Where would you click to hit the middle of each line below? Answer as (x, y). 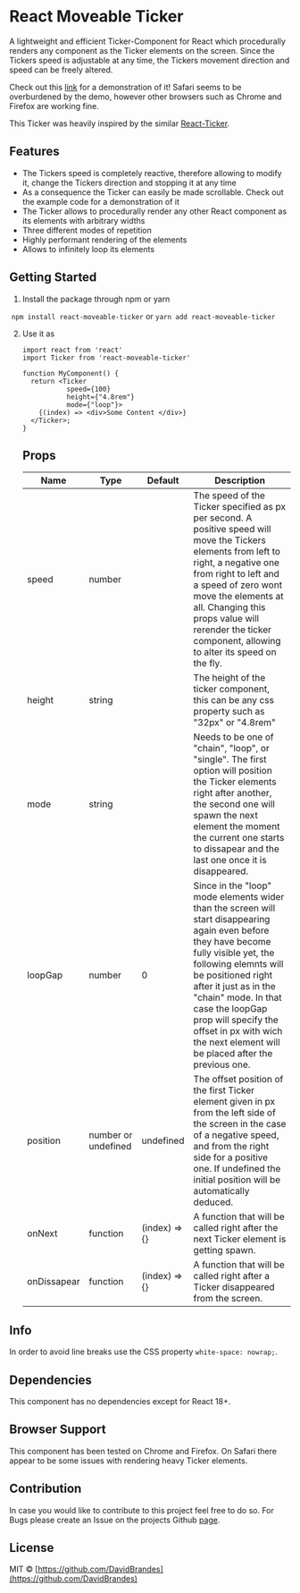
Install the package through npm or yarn (96, 299)
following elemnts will (238, 964)
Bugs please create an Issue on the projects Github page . (115, 1520)
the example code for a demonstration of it (101, 201)
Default (163, 480)
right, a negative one (236, 563)
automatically (221, 1191)
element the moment (237, 826)
